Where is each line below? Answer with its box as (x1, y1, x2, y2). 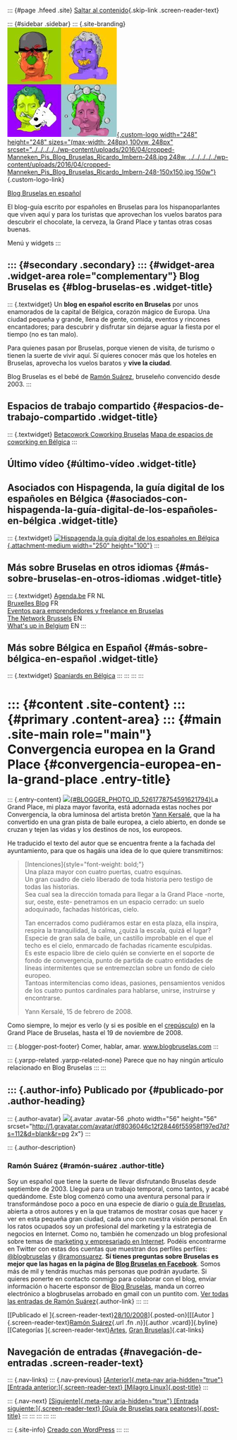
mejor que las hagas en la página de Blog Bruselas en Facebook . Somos (7, 1259, 221, 1268)
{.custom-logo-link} (7, 176, 65, 183)
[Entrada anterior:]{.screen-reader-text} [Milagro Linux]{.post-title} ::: (7, 1383, 209, 1392)
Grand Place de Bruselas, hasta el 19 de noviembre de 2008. (7, 1029, 183, 1037)
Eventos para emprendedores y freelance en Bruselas (7, 606, 164, 615)
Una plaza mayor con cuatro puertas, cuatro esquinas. (24, 868, 183, 876)
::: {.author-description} (7, 1143, 76, 1152)
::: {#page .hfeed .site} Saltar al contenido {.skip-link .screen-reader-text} (7, 6, 219, 14)
